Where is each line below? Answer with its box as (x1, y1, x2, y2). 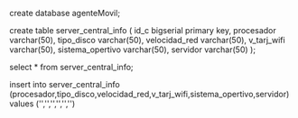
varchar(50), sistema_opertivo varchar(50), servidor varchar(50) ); (9, 44, 256, 55)
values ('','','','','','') (9, 98, 76, 109)
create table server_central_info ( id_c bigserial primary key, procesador (9, 25, 277, 35)
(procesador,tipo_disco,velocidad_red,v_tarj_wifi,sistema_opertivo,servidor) (9, 89, 290, 99)
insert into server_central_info (9, 79, 120, 89)
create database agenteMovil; (9, 8, 120, 18)
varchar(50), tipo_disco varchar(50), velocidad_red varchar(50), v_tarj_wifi (9, 35, 286, 45)
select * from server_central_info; (9, 62, 134, 72)
